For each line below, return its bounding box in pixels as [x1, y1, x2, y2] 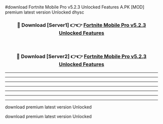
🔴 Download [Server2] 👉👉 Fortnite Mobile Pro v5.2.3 [16, 53, 147, 60]
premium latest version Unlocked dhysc [5, 9, 84, 15]
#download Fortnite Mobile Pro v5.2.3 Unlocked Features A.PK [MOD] [5, 4, 145, 10]
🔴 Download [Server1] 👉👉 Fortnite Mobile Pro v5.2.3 [16, 21, 147, 28]
